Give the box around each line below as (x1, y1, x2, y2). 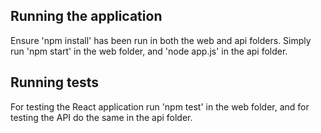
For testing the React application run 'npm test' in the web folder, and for (10, 100, 310, 113)
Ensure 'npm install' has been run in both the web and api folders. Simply (10, 34, 312, 46)
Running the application (10, 8, 163, 25)
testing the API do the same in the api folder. (10, 111, 193, 123)
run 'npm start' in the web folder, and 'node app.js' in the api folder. (10, 45, 288, 57)
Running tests (10, 74, 100, 91)
